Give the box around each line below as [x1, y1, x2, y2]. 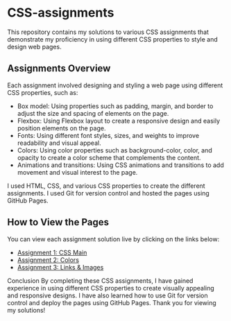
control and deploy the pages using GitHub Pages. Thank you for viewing [7, 298, 216, 306]
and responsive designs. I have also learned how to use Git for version [7, 291, 208, 300]
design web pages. [7, 42, 62, 51]
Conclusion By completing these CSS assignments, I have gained [7, 276, 194, 285]
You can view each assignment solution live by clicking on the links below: [7, 234, 220, 243]
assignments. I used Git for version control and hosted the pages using [7, 189, 209, 197]
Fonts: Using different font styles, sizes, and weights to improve [17, 131, 200, 139]
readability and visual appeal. [17, 139, 102, 147]
